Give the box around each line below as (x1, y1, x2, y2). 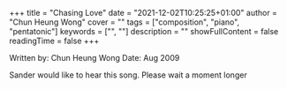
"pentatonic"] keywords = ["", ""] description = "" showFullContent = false (9, 26, 279, 36)
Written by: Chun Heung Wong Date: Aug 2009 (9, 53, 180, 63)
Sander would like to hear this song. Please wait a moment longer (9, 70, 247, 80)
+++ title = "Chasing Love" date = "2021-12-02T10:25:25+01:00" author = (9, 8, 278, 18)
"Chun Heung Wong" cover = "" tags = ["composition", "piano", (9, 17, 240, 27)
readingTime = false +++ (9, 35, 100, 46)
